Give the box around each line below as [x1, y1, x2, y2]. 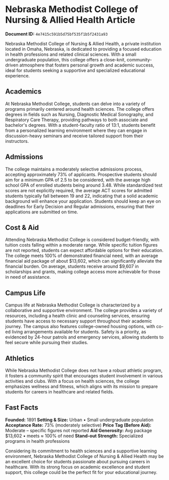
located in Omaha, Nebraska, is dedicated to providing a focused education [5, 46, 162, 52]
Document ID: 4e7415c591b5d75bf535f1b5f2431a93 [5, 31, 108, 37]
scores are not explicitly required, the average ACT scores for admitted [5, 187, 152, 193]
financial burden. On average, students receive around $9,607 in [5, 263, 139, 270]
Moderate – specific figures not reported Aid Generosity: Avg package [5, 427, 152, 433]
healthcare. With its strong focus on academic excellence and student [5, 464, 150, 470]
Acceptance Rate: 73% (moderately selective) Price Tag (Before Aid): [5, 422, 152, 428]
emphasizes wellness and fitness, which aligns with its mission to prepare [5, 383, 158, 389]
